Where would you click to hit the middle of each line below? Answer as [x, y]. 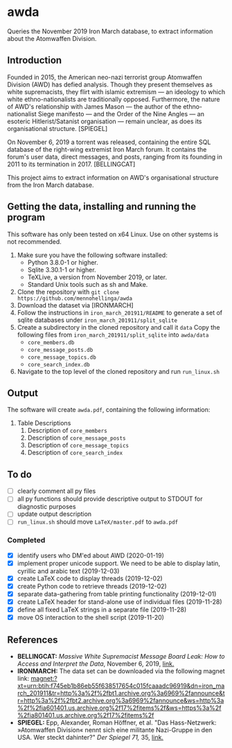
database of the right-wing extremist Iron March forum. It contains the [107, 149]
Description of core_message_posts [77, 438]
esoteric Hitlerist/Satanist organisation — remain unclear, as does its [105, 121]
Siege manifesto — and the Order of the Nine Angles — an [121, 114]
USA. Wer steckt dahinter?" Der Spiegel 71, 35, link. [90, 738]
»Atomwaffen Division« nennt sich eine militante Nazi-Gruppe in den [115, 730]
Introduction [35, 61]
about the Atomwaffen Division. [52, 38]
